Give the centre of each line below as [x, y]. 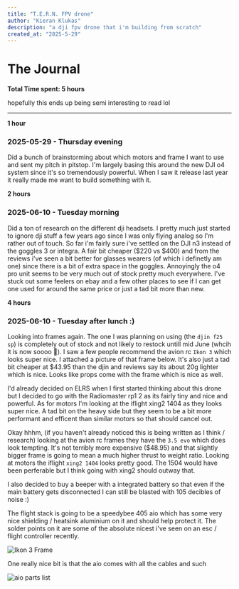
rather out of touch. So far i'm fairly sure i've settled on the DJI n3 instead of [119, 243]
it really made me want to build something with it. [79, 180]
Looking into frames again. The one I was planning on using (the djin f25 [115, 337]
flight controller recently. [43, 536]
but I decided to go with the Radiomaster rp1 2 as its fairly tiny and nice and [118, 396]
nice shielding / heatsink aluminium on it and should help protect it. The [112, 521]
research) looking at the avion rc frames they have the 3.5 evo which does [117, 441]
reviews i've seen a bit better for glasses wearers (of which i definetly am [115, 258]
